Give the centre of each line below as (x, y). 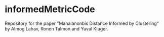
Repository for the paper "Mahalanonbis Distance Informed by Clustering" (82, 23)
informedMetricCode (50, 9)
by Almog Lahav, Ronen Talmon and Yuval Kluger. (56, 28)
